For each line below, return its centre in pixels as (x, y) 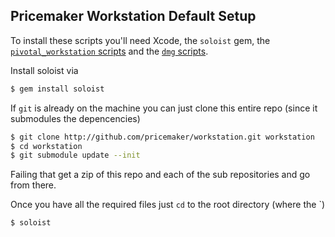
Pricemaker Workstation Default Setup (133, 16)
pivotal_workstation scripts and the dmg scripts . (109, 51)
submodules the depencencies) (75, 118)
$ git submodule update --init (75, 155)
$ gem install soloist (57, 89)
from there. (33, 185)
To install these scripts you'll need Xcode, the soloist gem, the (140, 40)
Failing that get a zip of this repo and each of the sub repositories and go (160, 175)
